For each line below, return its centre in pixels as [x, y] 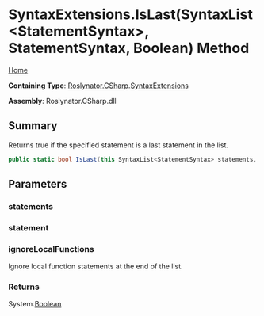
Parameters [38, 184]
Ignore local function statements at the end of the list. [96, 266]
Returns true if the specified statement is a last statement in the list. [118, 145]
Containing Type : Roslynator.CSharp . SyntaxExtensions [98, 86]
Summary [33, 126]
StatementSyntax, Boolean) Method [129, 48]
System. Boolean [35, 304]
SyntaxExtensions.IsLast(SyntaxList [131, 15]
